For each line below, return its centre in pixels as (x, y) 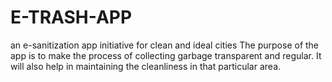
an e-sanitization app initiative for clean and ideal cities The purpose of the (165, 45)
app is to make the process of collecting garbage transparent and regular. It (166, 55)
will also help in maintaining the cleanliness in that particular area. (146, 66)
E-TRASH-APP (71, 17)
